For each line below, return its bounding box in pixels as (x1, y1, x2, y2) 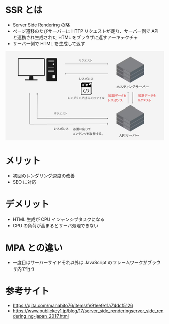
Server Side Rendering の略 (12, 22, 70, 28)
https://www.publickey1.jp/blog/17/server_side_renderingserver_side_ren (12, 308, 164, 314)
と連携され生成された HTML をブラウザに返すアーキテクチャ (12, 34, 138, 40)
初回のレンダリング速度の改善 (12, 173, 75, 179)
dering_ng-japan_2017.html (12, 313, 69, 319)
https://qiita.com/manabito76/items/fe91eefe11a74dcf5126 (12, 303, 133, 309)
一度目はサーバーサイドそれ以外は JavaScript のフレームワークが (12, 260, 148, 266)
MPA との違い (5, 242, 63, 253)
